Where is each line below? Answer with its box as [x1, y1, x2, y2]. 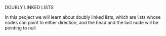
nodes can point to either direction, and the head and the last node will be [5, 20, 159, 25]
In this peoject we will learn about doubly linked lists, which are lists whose [5, 14, 161, 20]
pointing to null [5, 25, 36, 31]
